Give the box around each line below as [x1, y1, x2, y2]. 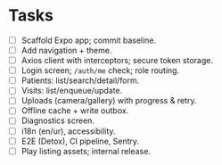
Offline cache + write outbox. [21, 105, 129, 116]
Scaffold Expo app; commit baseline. [21, 35, 157, 45]
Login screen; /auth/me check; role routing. [21, 65, 180, 76]
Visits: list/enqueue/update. [21, 86, 123, 96]
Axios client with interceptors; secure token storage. [21, 55, 213, 66]
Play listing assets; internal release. [21, 145, 151, 156]
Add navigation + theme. [21, 45, 112, 55]
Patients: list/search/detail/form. [21, 75, 140, 86]
